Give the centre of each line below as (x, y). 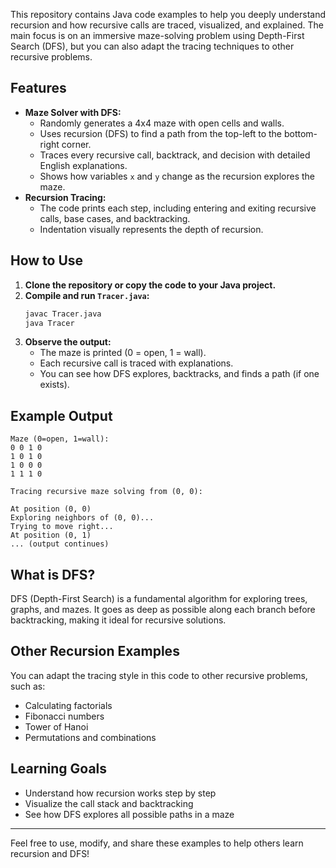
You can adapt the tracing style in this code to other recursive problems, (159, 675)
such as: (28, 686)
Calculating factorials (68, 705)
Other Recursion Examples (95, 651)
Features (38, 88)
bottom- (300, 133)
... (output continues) (60, 544)
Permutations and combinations (90, 737)
